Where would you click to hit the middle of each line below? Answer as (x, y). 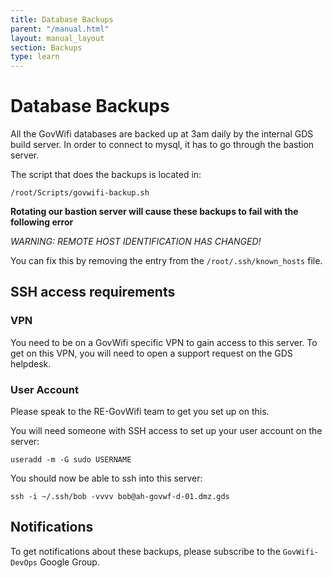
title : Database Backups (62, 19)
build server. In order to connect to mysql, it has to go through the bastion (162, 145)
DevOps (24, 562)
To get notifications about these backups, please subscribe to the (145, 551)
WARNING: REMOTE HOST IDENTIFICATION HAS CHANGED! (136, 242)
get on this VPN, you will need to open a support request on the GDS (151, 353)
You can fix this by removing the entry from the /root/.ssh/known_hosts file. (166, 261)
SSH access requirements (93, 292)
